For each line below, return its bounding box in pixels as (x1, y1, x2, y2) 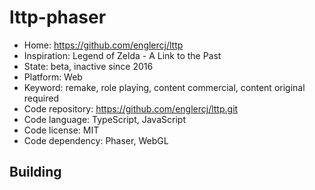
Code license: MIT (23, 124, 100, 136)
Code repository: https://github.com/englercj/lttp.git (23, 102, 239, 115)
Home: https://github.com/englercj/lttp (23, 39, 184, 51)
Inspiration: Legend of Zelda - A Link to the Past (23, 49, 222, 61)
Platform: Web (23, 71, 83, 83)
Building (9, 164, 62, 181)
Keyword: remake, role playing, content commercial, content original (23, 81, 306, 93)
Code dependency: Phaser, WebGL (23, 134, 169, 146)
